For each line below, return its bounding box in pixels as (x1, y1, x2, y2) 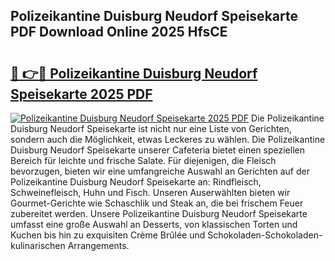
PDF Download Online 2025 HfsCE (10, 24, 228, 41)
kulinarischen (10, 240, 66, 251)
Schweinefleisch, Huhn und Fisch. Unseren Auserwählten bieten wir (10, 187, 291, 198)
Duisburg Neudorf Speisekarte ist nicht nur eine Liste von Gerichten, (10, 123, 292, 134)
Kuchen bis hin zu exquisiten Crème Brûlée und (10, 229, 206, 241)
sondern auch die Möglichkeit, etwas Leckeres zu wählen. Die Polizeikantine (10, 134, 326, 145)
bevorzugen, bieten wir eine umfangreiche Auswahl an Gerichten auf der (10, 165, 310, 177)
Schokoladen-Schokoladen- (207, 229, 323, 241)
